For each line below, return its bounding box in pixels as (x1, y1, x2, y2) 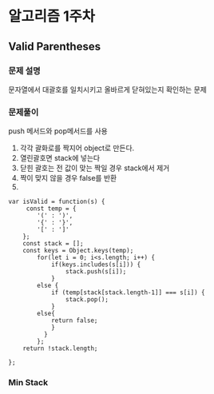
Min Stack (8, 377, 49, 388)
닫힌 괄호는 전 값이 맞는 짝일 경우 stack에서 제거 (19, 163, 170, 173)
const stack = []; (22, 240, 84, 248)
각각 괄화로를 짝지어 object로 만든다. (19, 143, 135, 153)
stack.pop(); (65, 296, 109, 304)
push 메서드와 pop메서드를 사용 (8, 126, 108, 136)
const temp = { (26, 205, 77, 213)
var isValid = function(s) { (8, 197, 105, 206)
